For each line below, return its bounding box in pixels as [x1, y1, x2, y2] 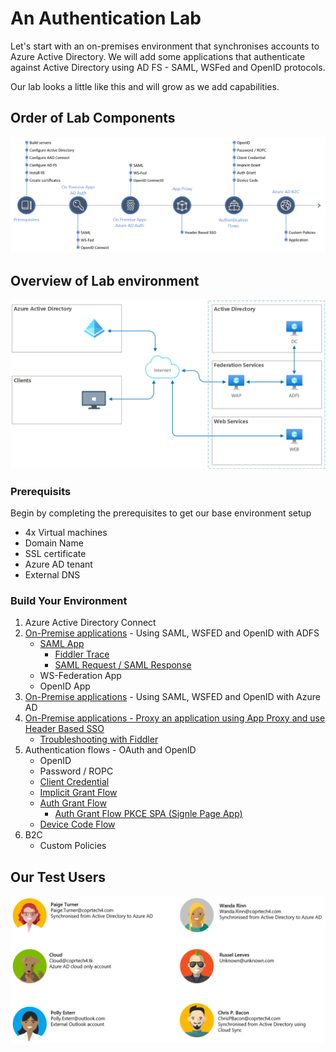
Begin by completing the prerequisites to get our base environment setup [10, 507, 312, 519]
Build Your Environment [10, 594, 128, 608]
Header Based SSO [24, 723, 105, 735]
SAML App [39, 638, 85, 650]
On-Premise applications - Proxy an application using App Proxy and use [24, 712, 326, 724]
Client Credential [39, 776, 110, 788]
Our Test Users [10, 868, 107, 886]
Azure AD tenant [24, 558, 93, 571]
